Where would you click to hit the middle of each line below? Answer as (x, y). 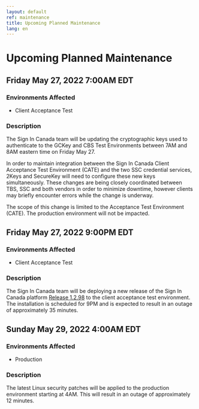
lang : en (17, 29)
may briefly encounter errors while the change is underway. (80, 195)
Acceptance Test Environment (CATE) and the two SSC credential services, (99, 170)
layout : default (26, 12)
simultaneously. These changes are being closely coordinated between (94, 183)
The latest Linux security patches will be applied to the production (88, 388)
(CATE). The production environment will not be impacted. (78, 213)
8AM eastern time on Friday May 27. (51, 152)
